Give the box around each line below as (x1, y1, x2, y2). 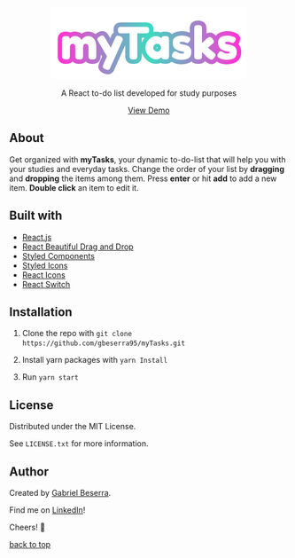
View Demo (128, 105, 170, 115)
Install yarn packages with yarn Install (21, 355, 168, 365)
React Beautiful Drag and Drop (21, 241, 135, 252)
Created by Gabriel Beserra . (9, 488, 112, 499)
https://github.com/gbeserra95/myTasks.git (21, 339, 186, 348)
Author (9, 464, 49, 479)
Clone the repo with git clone (21, 328, 133, 339)
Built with (9, 208, 63, 224)
